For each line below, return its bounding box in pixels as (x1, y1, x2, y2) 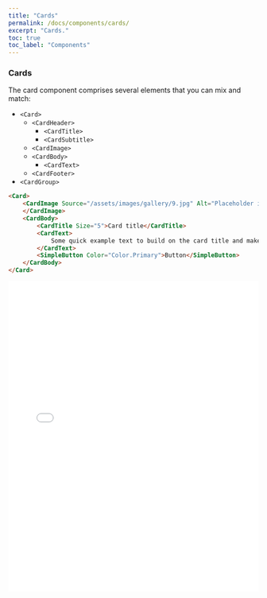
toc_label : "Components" (8, 41, 91, 49)
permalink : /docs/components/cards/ (8, 19, 130, 27)
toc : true (8, 33, 41, 42)
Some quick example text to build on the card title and (50, 236, 244, 245)
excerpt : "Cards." (8, 26, 69, 34)
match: (8, 94, 31, 103)
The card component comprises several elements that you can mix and (8, 85, 241, 95)
